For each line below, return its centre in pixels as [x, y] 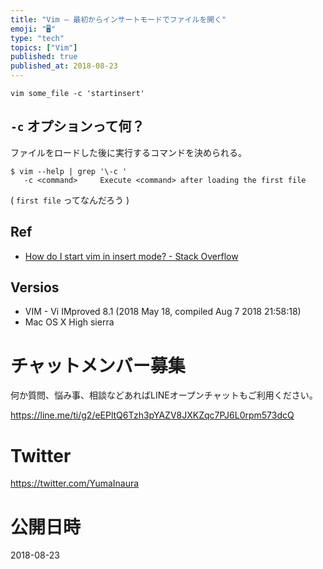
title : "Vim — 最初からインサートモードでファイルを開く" [118, 19]
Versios [35, 287]
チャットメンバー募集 [98, 365]
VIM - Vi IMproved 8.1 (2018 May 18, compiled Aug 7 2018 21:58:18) [163, 312]
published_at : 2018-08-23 [64, 66]
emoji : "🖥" [33, 29]
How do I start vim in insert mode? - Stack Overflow [131, 256]
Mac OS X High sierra [69, 322]
